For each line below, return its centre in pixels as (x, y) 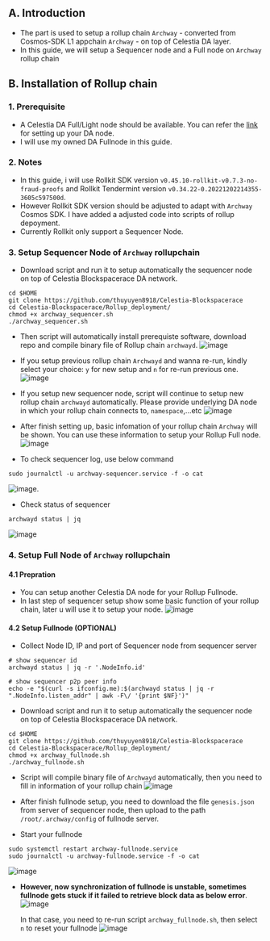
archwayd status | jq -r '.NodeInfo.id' (77, 668)
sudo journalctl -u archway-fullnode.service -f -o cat (104, 856)
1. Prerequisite (37, 107)
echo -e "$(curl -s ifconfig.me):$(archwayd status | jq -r (112, 689)
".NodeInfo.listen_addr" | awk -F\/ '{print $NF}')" (99, 696)
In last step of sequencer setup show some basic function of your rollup (139, 601)
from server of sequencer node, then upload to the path (113, 810)
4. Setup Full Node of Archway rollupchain (89, 555)
